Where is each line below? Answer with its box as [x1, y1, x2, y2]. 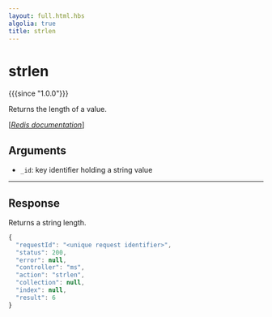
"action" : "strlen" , [15, 271, 85, 280]
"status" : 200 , [15, 248, 67, 256]
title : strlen [8, 27, 57, 35]
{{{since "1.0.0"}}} [8, 88, 69, 98]
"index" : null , [15, 286, 67, 294]
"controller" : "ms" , [15, 263, 85, 272]
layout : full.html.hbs [8, 11, 85, 20]
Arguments [8, 144, 67, 157]
